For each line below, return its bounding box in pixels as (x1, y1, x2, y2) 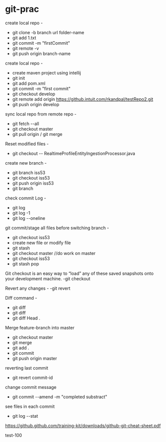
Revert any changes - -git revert (5, 285, 71, 291)
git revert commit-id (12, 375, 53, 380)
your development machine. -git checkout (5, 275, 90, 281)
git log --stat (12, 413, 38, 419)
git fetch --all (12, 121, 40, 126)
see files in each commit (5, 403, 55, 409)
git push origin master (12, 355, 57, 361)
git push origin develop (12, 101, 59, 107)
